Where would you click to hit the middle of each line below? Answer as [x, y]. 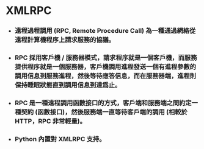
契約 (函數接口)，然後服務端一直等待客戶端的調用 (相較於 [104, 112]
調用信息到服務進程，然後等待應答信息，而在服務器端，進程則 [105, 76]
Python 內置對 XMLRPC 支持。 [60, 139]
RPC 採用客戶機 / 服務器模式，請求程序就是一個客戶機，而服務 [106, 58]
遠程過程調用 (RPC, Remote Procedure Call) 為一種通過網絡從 [105, 31]
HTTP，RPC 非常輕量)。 [50, 121]
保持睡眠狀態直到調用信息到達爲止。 [68, 85]
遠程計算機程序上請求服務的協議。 [65, 40]
